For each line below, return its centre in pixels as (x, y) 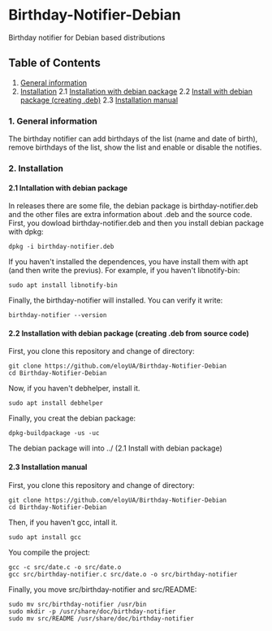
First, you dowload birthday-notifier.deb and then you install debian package (136, 223)
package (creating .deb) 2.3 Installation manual (99, 100)
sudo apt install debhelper (56, 403)
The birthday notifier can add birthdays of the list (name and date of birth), (133, 139)
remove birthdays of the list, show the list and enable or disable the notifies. (135, 147)
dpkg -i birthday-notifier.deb (61, 247)
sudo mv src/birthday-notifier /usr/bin (78, 604)
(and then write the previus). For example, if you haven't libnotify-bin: (124, 271)
